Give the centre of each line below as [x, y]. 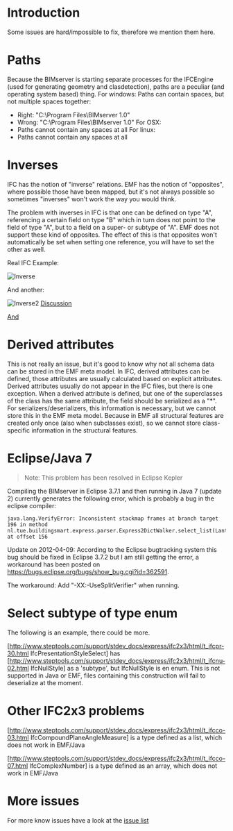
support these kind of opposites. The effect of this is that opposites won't [112, 235]
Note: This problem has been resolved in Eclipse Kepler [103, 478]
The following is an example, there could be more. [79, 632]
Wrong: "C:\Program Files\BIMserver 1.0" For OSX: [89, 122]
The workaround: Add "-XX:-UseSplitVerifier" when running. [93, 585]
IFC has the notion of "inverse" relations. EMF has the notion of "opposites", [115, 184]
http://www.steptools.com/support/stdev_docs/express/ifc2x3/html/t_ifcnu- [117, 660]
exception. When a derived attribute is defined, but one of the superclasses [115, 393]
